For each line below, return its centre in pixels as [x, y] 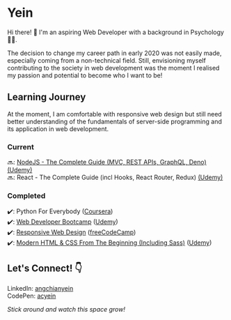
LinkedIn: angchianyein [40, 289]
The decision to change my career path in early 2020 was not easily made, [114, 53]
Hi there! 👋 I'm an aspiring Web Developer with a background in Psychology [116, 32]
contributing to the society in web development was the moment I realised [113, 68]
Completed [26, 195]
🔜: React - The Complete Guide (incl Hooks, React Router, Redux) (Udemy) [115, 177]
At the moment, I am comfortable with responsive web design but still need [115, 114]
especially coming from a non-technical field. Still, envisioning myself [107, 60]
